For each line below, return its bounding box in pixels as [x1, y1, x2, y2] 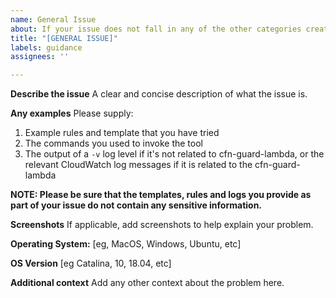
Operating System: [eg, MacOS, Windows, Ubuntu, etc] [10, 238, 242, 250]
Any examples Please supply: [10, 107, 134, 120]
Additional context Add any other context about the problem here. [10, 277, 285, 289]
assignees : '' [10, 52, 70, 62]
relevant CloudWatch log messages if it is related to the [24, 159, 253, 171]
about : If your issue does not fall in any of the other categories [10, 24, 302, 34]
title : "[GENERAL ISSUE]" [10, 33, 118, 43]
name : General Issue [10, 14, 97, 25]
